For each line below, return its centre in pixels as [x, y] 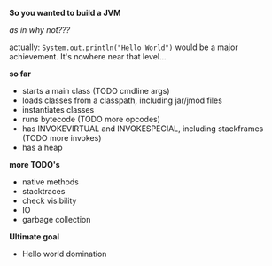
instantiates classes [58, 110]
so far [20, 74]
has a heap [43, 147]
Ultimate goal [35, 237]
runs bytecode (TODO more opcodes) [91, 119]
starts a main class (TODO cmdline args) [96, 91]
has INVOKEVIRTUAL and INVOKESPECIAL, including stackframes [143, 129]
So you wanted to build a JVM [65, 13]
